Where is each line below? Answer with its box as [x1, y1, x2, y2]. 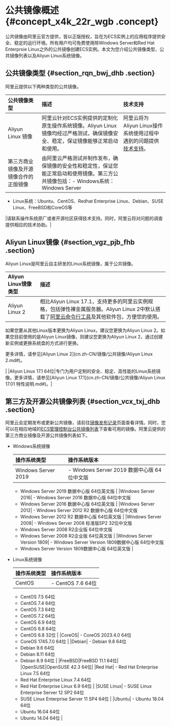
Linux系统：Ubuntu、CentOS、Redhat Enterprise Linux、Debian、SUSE [12, 198, 164, 204]
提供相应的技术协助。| [5, 222, 52, 228]
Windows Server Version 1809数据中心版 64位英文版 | [20, 546, 134, 552]
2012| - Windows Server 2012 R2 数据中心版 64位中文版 [20, 507, 138, 514]
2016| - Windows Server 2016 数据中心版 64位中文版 [20, 495, 131, 501]
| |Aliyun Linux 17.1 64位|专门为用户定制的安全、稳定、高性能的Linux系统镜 [5, 368, 161, 374]
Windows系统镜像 [12, 443, 50, 449]
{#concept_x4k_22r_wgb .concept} [5, 16, 159, 28]
